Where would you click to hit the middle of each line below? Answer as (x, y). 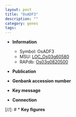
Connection (24, 100)
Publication (24, 71)
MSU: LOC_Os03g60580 (44, 57)
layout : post (18, 10)
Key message (26, 90)
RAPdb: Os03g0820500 (44, 62)
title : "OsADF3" (22, 14)
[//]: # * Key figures (25, 110)
